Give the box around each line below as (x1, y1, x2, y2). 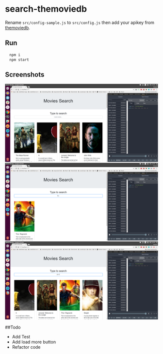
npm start (9, 57, 29, 62)
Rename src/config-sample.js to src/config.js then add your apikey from (5, 20, 154, 25)
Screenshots (5, 71, 45, 79)
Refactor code (12, 344, 41, 350)
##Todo (5, 324, 21, 330)
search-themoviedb (5, 3, 87, 15)
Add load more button (12, 339, 56, 345)
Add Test (12, 334, 31, 340)
